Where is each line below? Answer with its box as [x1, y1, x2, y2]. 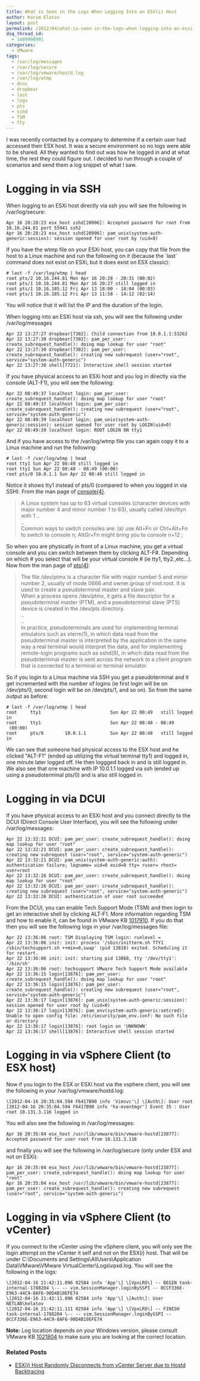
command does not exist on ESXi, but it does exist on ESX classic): [6, 259, 170, 266]
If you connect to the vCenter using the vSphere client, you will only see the [6, 1243, 192, 1250]
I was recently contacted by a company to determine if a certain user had [6, 136, 186, 143]
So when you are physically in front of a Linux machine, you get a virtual [6, 543, 183, 550]
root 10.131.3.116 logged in [6, 1109, 79, 1115]
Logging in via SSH [6, 183, 101, 196]
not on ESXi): [6, 1153, 39, 1160]
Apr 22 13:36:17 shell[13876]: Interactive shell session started [6, 1028, 174, 1034]
